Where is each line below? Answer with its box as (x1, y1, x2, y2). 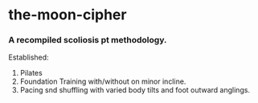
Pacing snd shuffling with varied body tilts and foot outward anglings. (19, 85, 251, 95)
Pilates (19, 68, 43, 78)
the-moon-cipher (8, 6, 127, 24)
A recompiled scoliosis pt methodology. (8, 35, 167, 46)
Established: (8, 52, 50, 62)
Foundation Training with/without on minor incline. (19, 76, 186, 86)
